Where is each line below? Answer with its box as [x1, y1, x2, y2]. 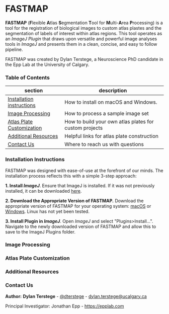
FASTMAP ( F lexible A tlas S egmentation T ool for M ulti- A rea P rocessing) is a [5, 20, 163, 26]
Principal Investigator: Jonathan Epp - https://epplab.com [5, 303, 124, 309]
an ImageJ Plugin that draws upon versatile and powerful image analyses [5, 36, 157, 42]
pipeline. [5, 46, 23, 52]
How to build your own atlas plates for [64, 118, 154, 125]
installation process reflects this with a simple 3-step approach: [5, 173, 137, 179]
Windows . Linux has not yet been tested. [5, 208, 90, 214]
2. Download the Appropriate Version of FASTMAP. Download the [5, 197, 144, 204]
